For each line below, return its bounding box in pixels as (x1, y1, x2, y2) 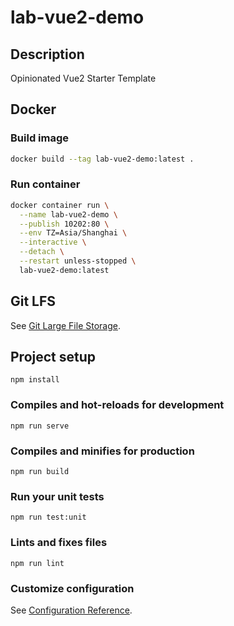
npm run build (10, 467, 70, 477)
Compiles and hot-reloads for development (10, 398, 225, 412)
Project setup (10, 349, 97, 366)
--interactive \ (19, 237, 87, 248)
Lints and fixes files (10, 536, 108, 550)
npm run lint (10, 558, 65, 568)
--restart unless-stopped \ (19, 256, 137, 266)
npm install (10, 375, 60, 385)
